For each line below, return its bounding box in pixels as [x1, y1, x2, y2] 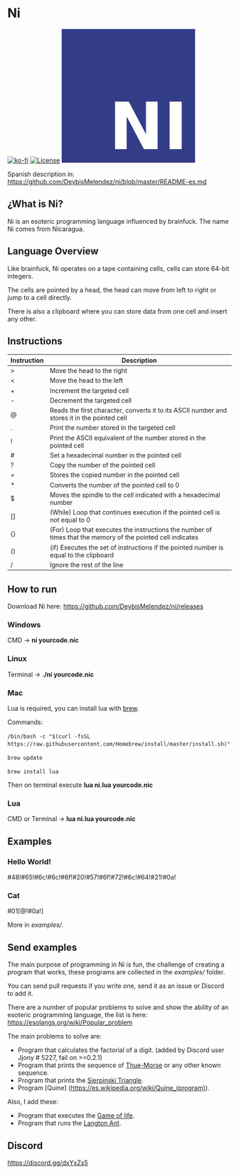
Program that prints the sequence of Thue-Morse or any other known [17, 1061, 221, 1070]
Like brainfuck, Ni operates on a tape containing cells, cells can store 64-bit [7, 264, 230, 272]
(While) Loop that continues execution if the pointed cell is [49, 508, 221, 517]
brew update [7, 754, 43, 762]
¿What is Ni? [7, 198, 64, 210]
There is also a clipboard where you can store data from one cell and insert [7, 307, 228, 315]
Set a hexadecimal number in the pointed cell [49, 450, 181, 459]
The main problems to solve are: [7, 1032, 102, 1041]
